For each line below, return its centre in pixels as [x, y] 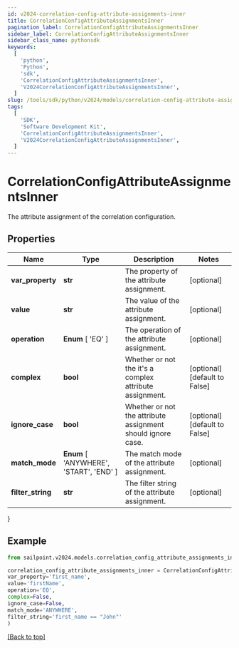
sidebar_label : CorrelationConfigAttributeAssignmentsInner [99, 34]
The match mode [153, 453]
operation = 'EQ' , [31, 590]
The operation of [153, 330]
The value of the [152, 300]
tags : [15, 107]
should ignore [148, 433]
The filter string [150, 483]
